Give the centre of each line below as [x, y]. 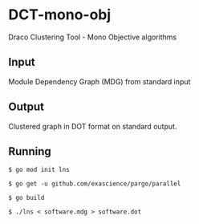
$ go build [26, 198]
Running [30, 151]
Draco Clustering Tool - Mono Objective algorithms [93, 37]
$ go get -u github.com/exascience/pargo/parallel [95, 184]
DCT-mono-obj [60, 15]
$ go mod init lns [39, 170]
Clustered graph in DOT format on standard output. [93, 126]
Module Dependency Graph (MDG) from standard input [99, 81]
